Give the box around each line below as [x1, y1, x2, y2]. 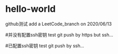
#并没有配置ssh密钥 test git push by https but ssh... [5, 31, 113, 38]
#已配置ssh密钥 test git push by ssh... [5, 42, 84, 49]
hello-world [5, 3, 56, 15]
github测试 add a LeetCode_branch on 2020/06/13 [5, 21, 112, 27]
